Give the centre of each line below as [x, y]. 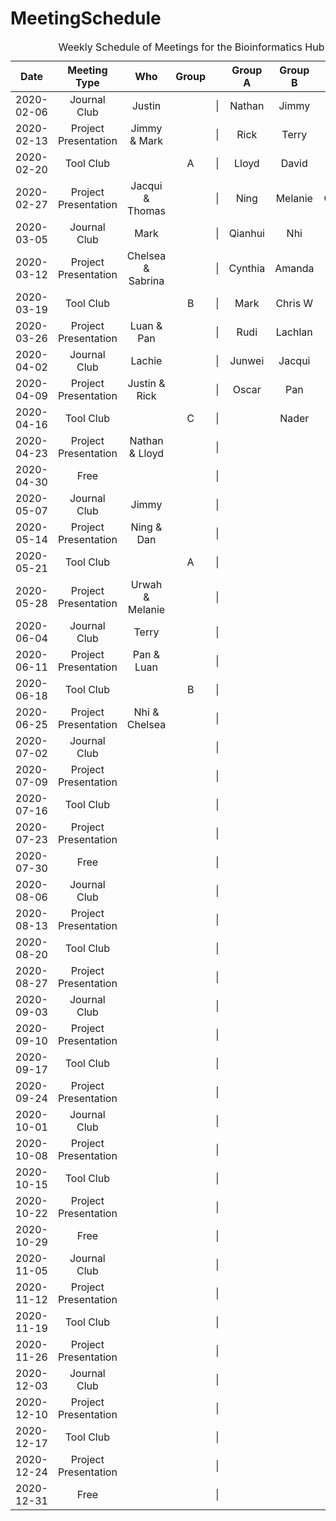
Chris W [294, 303]
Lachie [146, 360]
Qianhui [246, 233]
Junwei [247, 360]
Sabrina [146, 280]
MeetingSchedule [86, 18]
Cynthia [247, 268]
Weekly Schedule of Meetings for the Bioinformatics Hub [191, 47]
